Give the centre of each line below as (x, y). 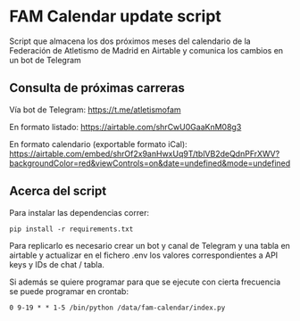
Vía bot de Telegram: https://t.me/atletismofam (95, 110)
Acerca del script (58, 191)
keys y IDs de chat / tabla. (57, 264)
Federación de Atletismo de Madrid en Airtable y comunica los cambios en (146, 50)
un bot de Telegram (46, 60)
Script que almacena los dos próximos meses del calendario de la (130, 41)
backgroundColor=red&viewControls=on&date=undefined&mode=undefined (150, 163)
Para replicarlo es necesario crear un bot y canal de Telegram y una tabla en (150, 245)
